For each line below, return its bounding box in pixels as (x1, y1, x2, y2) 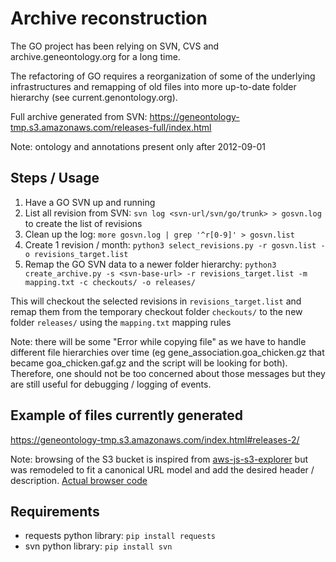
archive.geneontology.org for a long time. (10, 50, 181, 62)
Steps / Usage (10, 170, 100, 187)
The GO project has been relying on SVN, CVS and (10, 40, 220, 52)
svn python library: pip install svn (24, 540, 173, 552)
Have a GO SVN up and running (24, 196, 156, 208)
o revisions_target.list (24, 249, 129, 259)
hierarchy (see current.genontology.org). (10, 91, 178, 103)
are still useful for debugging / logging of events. (10, 378, 212, 390)
